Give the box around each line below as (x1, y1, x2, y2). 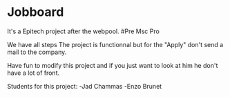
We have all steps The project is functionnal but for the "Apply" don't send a (7, 40, 224, 48)
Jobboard (7, 4, 64, 20)
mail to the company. (7, 48, 67, 56)
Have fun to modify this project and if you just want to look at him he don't (7, 61, 218, 69)
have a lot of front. (7, 69, 60, 77)
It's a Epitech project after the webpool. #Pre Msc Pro (7, 27, 160, 35)
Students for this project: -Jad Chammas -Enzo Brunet (7, 82, 162, 90)
